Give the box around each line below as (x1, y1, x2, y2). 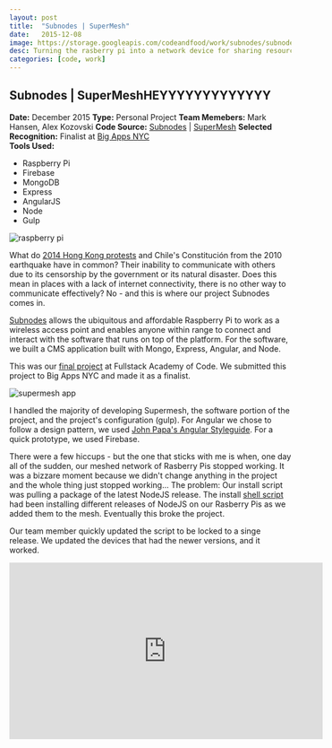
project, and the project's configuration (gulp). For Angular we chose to (9, 414, 272, 425)
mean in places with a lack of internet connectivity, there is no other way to (9, 278, 286, 289)
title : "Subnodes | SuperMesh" (9, 22, 130, 30)
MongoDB (21, 177, 60, 187)
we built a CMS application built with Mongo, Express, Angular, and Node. (9, 343, 282, 354)
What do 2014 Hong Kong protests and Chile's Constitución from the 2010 (9, 249, 282, 260)
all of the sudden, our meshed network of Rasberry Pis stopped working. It (9, 460, 285, 471)
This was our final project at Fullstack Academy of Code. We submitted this (9, 361, 286, 371)
